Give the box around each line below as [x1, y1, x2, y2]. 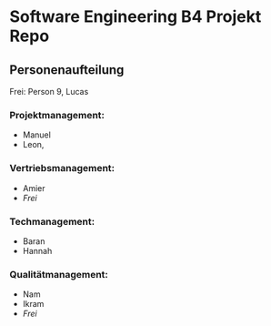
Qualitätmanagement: [9, 268, 109, 280]
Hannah [22, 245, 53, 256]
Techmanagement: [9, 215, 95, 228]
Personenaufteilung [9, 62, 125, 77]
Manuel [22, 129, 52, 140]
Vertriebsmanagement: [9, 162, 115, 175]
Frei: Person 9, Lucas [9, 87, 89, 97]
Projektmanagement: [9, 108, 105, 121]
